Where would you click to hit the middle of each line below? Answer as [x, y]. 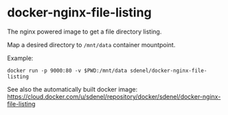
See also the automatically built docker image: [72, 89]
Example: [20, 58]
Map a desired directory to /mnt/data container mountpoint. [91, 44]
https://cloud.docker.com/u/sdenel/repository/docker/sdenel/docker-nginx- [114, 97]
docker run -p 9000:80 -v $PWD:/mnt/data [67, 71]
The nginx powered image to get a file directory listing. [84, 31]
